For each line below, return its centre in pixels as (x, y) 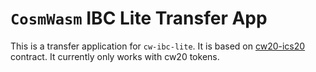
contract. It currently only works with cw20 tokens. (115, 56)
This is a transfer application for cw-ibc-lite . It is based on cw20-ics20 (158, 46)
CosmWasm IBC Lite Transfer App (139, 18)
